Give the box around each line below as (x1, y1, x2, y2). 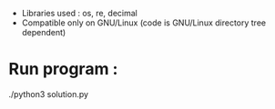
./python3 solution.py (8, 88, 88, 99)
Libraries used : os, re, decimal (21, 8, 137, 18)
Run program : (8, 59, 118, 80)
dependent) (21, 27, 66, 37)
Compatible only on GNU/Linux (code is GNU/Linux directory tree (21, 17, 266, 28)
